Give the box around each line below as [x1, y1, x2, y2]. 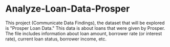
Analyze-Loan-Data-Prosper [5, 3, 130, 15]
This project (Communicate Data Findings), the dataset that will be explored [5, 20, 165, 26]
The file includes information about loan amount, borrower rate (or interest [5, 30, 162, 36]
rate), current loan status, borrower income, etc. [5, 36, 107, 42]
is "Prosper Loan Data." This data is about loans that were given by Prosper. [5, 25, 165, 31]
